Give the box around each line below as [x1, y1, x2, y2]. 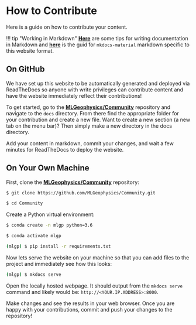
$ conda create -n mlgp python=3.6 [6, 223, 93, 228]
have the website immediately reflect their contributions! [6, 92, 142, 99]
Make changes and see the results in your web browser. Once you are [6, 300, 175, 307]
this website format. [6, 47, 54, 54]
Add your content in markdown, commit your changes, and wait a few [6, 139, 174, 147]
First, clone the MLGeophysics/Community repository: [6, 179, 139, 186]
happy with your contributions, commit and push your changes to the [6, 306, 173, 313]
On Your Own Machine [6, 163, 90, 173]
